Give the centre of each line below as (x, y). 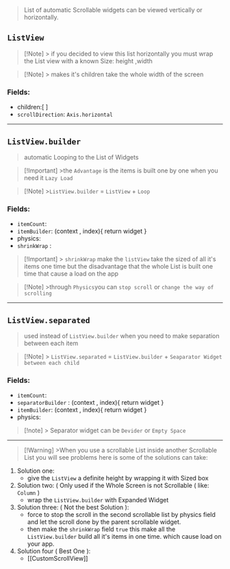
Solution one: (36, 471)
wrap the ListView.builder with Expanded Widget (98, 500)
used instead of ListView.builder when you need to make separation (122, 336)
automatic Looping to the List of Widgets (81, 157)
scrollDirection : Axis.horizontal (65, 114)
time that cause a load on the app (71, 274)
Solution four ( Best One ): (54, 551)
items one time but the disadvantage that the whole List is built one (118, 267)
